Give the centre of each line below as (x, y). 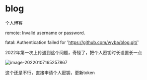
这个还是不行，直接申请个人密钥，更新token (50, 73)
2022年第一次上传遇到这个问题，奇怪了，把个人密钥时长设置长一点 (74, 52)
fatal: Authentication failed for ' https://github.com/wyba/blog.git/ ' (72, 42)
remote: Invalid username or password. (45, 33)
